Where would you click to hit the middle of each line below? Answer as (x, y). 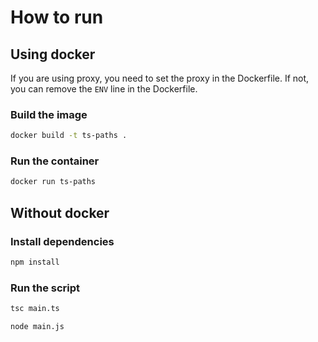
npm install (35, 262)
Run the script (45, 288)
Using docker (53, 54)
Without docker (60, 212)
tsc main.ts (35, 309)
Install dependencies (62, 241)
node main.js (37, 327)
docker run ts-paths (53, 182)
